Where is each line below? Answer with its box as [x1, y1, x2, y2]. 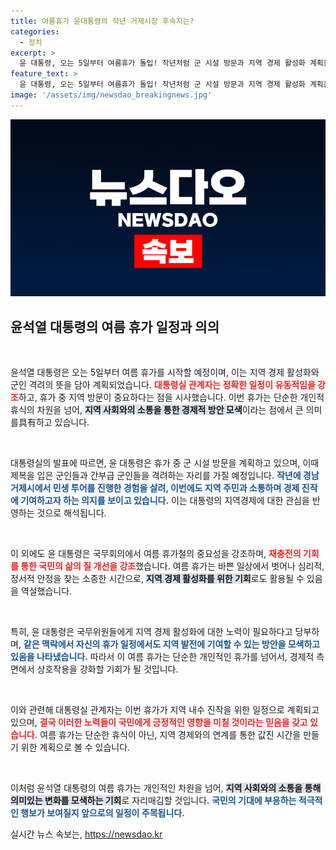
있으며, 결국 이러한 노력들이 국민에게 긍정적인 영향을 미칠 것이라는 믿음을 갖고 [10, 716, 308, 729]
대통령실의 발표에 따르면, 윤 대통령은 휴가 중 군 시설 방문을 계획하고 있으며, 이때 [10, 457, 320, 469]
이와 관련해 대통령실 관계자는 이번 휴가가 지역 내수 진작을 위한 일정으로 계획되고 [10, 704, 320, 716]
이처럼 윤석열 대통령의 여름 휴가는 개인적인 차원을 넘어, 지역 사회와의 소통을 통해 [10, 782, 322, 794]
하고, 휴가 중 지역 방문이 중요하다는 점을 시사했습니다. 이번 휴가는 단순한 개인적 [18, 391, 325, 404]
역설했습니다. [20, 585, 73, 597]
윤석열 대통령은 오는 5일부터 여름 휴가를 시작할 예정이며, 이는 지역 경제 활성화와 [10, 366, 320, 379]
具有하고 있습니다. [18, 416, 90, 429]
